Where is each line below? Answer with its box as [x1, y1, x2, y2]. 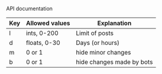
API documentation [6, 5, 53, 12]
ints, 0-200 [25, 29, 59, 37]
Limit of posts [76, 29, 114, 37]
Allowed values [25, 19, 70, 27]
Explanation [97, 19, 132, 27]
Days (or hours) [76, 38, 120, 47]
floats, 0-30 [25, 38, 60, 47]
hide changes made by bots [76, 58, 153, 66]
